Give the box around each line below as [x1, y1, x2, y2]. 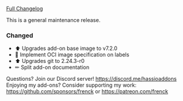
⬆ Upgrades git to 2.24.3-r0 [14, 58, 85, 65]
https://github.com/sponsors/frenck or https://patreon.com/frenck [6, 88, 168, 95]
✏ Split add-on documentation [14, 64, 90, 71]
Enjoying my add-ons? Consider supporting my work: [6, 81, 137, 89]
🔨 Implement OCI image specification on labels [14, 51, 130, 58]
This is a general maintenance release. [6, 17, 101, 23]
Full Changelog [6, 5, 43, 12]
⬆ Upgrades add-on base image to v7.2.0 [14, 45, 118, 52]
